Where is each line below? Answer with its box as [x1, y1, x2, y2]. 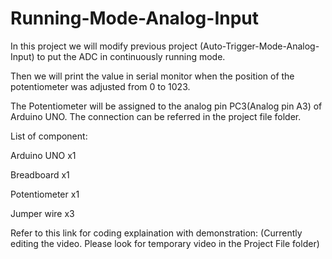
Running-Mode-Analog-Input [10, 7, 260, 30]
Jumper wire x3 [10, 207, 75, 219]
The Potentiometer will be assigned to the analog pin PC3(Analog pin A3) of [10, 100, 323, 112]
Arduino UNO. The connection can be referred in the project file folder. [10, 110, 302, 122]
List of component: [10, 130, 88, 142]
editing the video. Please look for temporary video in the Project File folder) [10, 237, 320, 249]
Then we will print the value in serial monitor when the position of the [10, 70, 295, 82]
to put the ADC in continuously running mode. [36, 50, 226, 62]
